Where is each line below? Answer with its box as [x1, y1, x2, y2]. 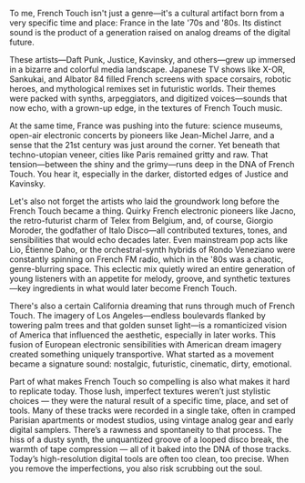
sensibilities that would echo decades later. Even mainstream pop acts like [9, 235, 289, 245]
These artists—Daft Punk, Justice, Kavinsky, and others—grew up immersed [9, 55, 296, 65]
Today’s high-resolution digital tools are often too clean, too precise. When [9, 454, 290, 464]
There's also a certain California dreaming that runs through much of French [9, 300, 296, 311]
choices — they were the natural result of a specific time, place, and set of [9, 396, 289, 406]
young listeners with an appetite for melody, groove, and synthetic [9, 273, 258, 284]
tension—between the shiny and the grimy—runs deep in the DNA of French [9, 159, 295, 169]
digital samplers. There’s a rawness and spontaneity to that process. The [9, 425, 282, 435]
